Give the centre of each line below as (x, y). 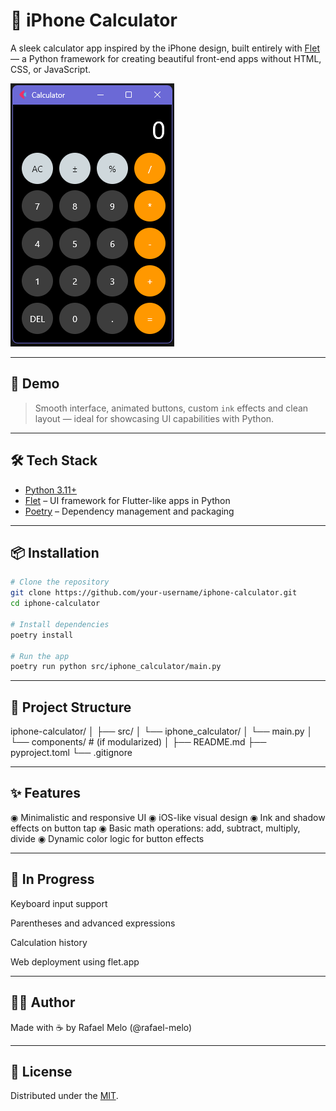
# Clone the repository (60, 582)
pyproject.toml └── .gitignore (71, 753)
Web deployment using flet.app (75, 961)
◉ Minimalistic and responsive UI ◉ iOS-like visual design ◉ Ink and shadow (168, 817)
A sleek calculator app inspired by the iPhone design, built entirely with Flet (165, 48)
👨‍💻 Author (43, 1002)
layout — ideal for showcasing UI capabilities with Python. (154, 418)
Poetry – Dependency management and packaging (129, 511)
